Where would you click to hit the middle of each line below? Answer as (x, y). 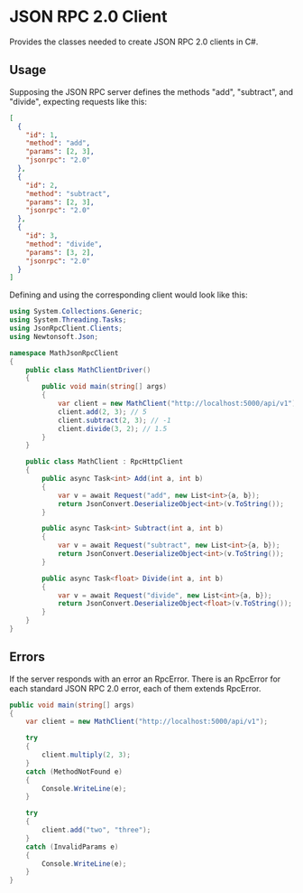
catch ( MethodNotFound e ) (74, 771)
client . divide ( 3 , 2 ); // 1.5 (112, 428)
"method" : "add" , (58, 143)
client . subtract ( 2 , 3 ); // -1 (114, 420)
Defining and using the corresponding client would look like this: (129, 295)
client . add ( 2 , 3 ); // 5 (102, 412)
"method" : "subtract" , (68, 193)
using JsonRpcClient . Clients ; (66, 328)
